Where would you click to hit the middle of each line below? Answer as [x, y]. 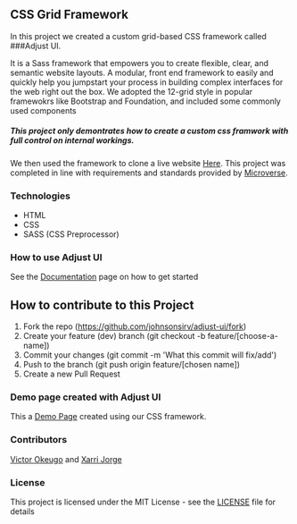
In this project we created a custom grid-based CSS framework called [138, 36]
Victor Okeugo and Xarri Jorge [66, 459]
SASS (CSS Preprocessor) [71, 234]
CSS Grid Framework [69, 15]
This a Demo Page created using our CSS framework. [108, 417]
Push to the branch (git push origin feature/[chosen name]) [131, 365]
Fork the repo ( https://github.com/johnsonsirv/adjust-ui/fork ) [135, 326]
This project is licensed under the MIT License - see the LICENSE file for [143, 502]
